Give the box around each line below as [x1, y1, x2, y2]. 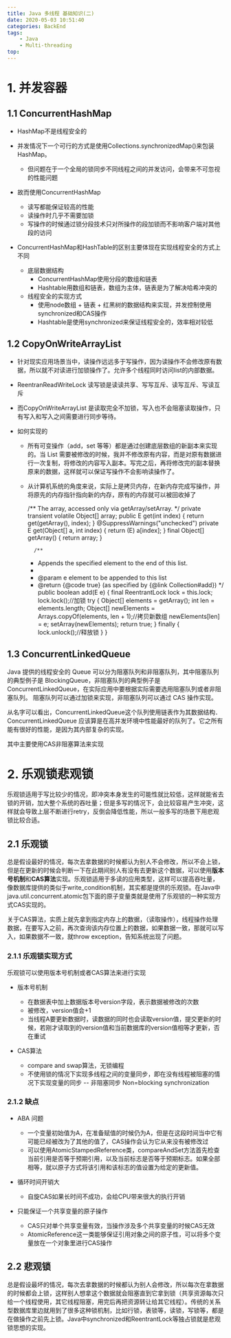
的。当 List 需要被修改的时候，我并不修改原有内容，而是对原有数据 [27, 450, 216, 458]
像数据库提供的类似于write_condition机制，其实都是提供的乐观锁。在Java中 [7, 884, 221, 892]
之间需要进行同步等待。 [53, 412, 120, 420]
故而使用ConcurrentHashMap [16, 188, 101, 196]
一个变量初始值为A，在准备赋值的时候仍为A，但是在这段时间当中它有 [27, 1128, 223, 1137]
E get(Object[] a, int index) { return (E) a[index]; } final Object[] [27, 526, 205, 534]
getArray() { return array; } [27, 534, 102, 542]
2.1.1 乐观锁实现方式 [7, 952, 72, 961]
